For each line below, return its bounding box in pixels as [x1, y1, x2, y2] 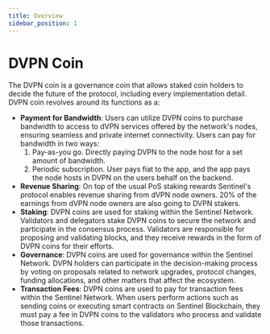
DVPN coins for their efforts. [19, 241, 114, 251]
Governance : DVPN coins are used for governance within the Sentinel [19, 250, 253, 260]
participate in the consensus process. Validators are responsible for [19, 225, 245, 234]
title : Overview [8, 11, 63, 20]
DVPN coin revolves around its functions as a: [8, 97, 160, 107]
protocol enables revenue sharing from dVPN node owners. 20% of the [19, 190, 257, 200]
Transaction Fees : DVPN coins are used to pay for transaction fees [19, 284, 243, 294]
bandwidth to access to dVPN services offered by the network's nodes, [19, 122, 258, 131]
